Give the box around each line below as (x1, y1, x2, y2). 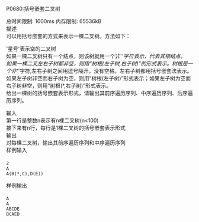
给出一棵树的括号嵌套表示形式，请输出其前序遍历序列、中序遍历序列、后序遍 (6, 89, 193, 96)
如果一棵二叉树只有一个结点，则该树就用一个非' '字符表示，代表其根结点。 (6, 53, 186, 59)
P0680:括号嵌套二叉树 (6, 5, 60, 12)
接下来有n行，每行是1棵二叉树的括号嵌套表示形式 (6, 124, 126, 131)
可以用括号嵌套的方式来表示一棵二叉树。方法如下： (6, 33, 131, 40)
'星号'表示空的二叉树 (6, 45, 56, 52)
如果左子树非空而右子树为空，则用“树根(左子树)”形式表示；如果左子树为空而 (6, 75, 191, 82)
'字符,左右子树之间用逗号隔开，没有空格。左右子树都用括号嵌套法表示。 (18, 67, 192, 74)
